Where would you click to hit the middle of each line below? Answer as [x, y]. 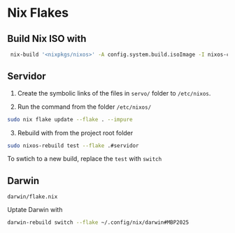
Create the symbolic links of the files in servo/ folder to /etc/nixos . [114, 93]
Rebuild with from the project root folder [75, 133]
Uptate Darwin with [35, 210]
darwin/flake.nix [33, 197]
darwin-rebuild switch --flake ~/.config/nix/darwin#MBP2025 [98, 223]
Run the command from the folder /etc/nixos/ [84, 107]
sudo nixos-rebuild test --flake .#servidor [73, 145]
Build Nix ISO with [47, 39]
